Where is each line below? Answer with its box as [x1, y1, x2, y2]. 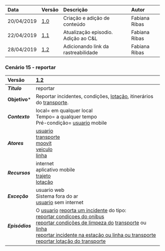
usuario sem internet [36, 199, 83, 206]
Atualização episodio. [63, 29, 113, 36]
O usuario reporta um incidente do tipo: [36, 207, 127, 214]
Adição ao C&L [63, 35, 98, 41]
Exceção [7, 193, 28, 200]
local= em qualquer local [36, 107, 93, 114]
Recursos [7, 170, 30, 177]
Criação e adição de [63, 15, 110, 21]
